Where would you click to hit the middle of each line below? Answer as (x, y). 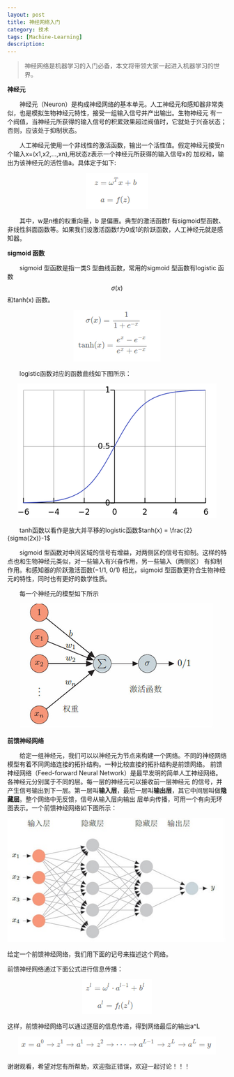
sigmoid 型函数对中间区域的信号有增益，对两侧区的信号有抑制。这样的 (120, 552)
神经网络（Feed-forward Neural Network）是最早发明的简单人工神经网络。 (115, 773)
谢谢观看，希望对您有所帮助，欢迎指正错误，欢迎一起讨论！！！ (99, 1066)
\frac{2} (181, 530)
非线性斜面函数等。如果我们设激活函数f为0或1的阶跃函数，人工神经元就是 (112, 230)
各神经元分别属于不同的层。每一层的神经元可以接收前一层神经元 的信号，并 (115, 782)
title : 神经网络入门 (34, 22)
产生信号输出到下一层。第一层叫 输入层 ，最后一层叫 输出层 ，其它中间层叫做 (114, 791)
